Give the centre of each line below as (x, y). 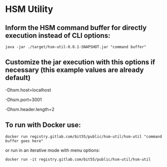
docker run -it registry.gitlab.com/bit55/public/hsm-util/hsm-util (78, 159)
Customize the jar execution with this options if (80, 62)
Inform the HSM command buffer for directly (76, 28)
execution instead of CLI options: (58, 35)
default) (18, 78)
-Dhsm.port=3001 (23, 99)
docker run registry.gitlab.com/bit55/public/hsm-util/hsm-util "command (84, 136)
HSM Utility (29, 9)
